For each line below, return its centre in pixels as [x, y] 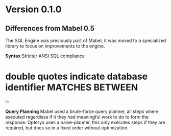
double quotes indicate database [77, 76]
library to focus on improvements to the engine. [55, 46]
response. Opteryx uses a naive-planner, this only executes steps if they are [85, 122]
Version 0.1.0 [34, 9]
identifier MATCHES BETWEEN [72, 87]
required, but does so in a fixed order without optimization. [67, 128]
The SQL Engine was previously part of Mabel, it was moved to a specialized [86, 40]
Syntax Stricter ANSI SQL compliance [45, 56]
